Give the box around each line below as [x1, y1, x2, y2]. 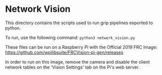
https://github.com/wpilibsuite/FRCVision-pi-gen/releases [5, 49, 124, 55]
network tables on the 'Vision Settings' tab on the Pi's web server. [5, 64, 140, 70]
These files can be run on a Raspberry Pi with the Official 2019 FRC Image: [5, 44, 158, 50]
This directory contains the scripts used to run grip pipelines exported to [5, 20, 153, 26]
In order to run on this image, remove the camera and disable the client [5, 59, 150, 65]
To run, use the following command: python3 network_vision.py [5, 35, 135, 40]
